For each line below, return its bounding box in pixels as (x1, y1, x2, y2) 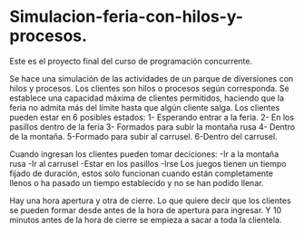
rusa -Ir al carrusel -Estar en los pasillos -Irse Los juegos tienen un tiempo (9, 158, 287, 169)
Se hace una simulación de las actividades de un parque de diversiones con (9, 73, 294, 83)
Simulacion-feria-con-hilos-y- (9, 6, 243, 27)
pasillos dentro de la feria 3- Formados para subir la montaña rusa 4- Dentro (9, 121, 296, 132)
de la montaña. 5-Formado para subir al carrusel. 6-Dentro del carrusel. (9, 131, 279, 141)
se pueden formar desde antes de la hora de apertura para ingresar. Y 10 (9, 204, 282, 215)
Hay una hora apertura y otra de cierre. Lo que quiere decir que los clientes (9, 195, 292, 206)
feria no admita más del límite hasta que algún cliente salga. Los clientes (9, 102, 280, 112)
